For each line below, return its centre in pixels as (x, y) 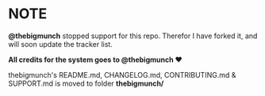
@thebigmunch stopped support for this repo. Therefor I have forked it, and (133, 36)
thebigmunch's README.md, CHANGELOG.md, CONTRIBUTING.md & (122, 75)
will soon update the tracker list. (60, 44)
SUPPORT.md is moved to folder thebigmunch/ (86, 83)
